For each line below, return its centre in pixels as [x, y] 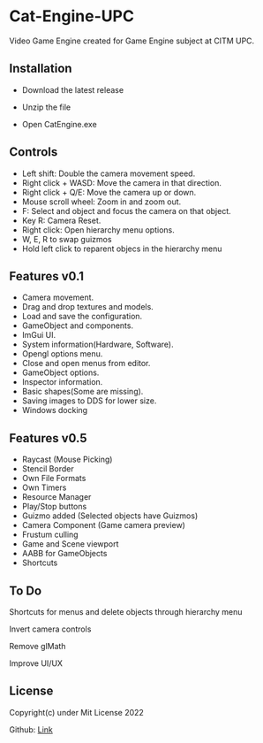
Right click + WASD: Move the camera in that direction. [122, 182]
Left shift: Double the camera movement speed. [109, 173]
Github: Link [31, 729]
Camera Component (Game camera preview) [103, 525]
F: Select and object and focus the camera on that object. [126, 211]
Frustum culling [50, 535]
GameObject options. [60, 372]
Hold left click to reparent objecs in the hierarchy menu [122, 249]
